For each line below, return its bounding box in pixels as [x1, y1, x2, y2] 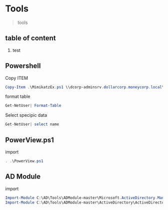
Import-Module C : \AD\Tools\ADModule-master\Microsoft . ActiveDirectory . [5, 195, 157, 200]
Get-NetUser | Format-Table [5, 103, 61, 108]
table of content [5, 34, 56, 42]
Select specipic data [5, 112, 47, 118]
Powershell [5, 62, 41, 70]
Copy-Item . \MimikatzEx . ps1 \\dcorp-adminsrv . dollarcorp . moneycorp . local [5, 84, 162, 90]
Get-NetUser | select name [5, 122, 59, 127]
